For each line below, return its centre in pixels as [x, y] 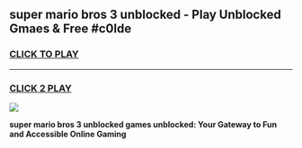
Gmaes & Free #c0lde [71, 29]
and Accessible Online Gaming [68, 134]
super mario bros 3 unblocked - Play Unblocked [145, 15]
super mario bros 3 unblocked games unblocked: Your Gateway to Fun [143, 124]
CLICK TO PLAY [44, 55]
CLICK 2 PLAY [40, 88]
